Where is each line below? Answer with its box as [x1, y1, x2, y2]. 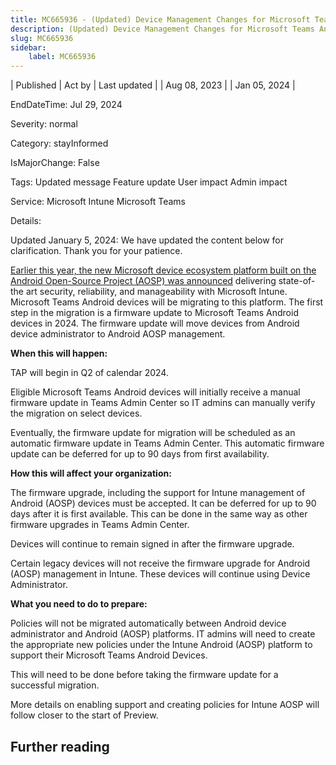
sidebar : [10, 42, 47, 53]
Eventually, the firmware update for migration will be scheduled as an [10, 427, 296, 439]
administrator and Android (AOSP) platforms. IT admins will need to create [10, 628, 316, 640]
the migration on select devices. [10, 407, 143, 420]
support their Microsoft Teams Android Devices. [10, 649, 208, 661]
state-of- [278, 275, 316, 287]
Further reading [10, 738, 110, 755]
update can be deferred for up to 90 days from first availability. [10, 448, 270, 460]
